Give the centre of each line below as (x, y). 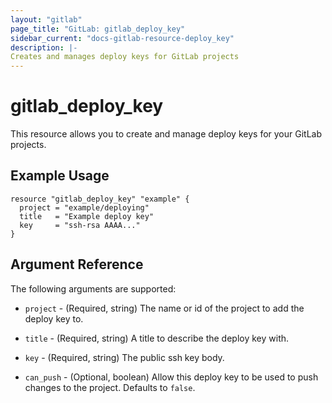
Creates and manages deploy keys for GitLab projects (125, 57)
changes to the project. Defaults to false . (110, 387)
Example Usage (60, 176)
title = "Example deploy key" (87, 216)
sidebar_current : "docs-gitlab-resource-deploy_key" (122, 38)
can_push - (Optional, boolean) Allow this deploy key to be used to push (171, 377)
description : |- (44, 47)
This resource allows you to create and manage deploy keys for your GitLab (166, 134)
